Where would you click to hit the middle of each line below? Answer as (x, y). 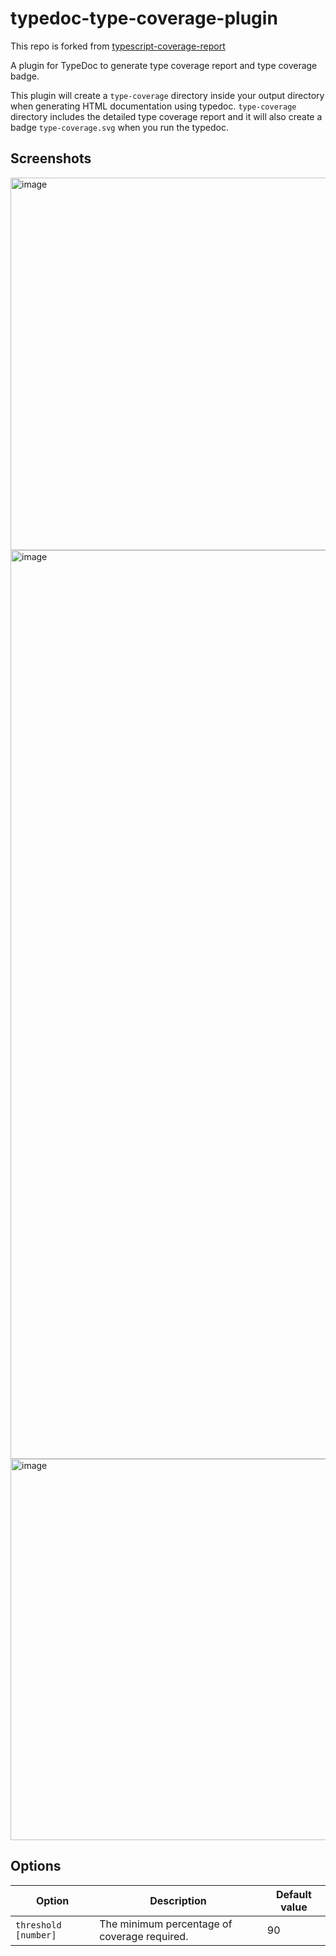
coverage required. (144, 1936)
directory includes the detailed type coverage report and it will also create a (166, 116)
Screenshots (51, 158)
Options (36, 1866)
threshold (38, 1925)
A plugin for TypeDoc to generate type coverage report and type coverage (164, 65)
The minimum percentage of (166, 1924)
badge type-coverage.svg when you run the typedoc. (119, 127)
